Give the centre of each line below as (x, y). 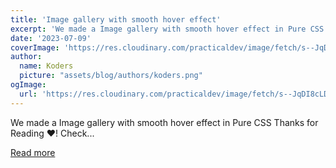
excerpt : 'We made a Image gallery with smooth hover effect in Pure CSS (167, 29)
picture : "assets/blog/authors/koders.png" (111, 76)
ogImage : (28, 85)
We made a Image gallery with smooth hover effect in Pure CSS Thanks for (164, 122)
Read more (33, 152)
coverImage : (35, 47)
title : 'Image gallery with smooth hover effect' (116, 19)
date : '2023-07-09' (51, 38)
